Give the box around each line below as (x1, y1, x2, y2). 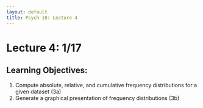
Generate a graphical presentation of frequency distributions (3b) (15, 94, 180, 101)
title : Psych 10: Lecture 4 (6, 15, 78, 21)
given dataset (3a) (15, 88, 62, 95)
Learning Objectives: (6, 65, 88, 76)
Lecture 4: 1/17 (6, 41, 82, 55)
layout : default (6, 9, 48, 15)
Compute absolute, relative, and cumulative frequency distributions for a (15, 81, 198, 88)
